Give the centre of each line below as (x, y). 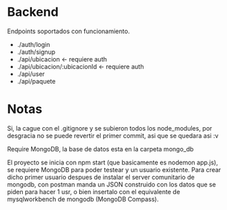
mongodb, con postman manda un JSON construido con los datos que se (111, 184)
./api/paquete (36, 81)
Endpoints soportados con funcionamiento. (68, 31)
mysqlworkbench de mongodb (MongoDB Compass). (83, 199)
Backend (33, 12)
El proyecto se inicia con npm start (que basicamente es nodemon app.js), (113, 162)
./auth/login (33, 44)
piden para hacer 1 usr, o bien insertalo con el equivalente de (94, 191)
